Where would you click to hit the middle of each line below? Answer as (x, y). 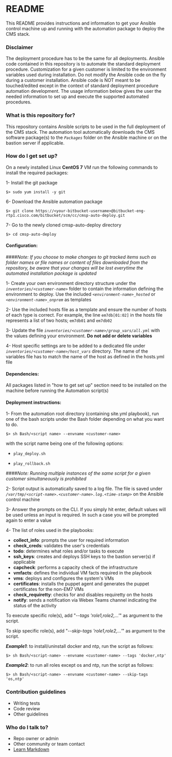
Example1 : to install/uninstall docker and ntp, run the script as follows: (80, 646)
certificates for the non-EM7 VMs (48, 589)
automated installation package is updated (51, 273)
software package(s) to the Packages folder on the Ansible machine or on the (87, 137)
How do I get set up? (32, 156)
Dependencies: (23, 374)
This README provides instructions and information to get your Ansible (81, 23)
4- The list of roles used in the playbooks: (50, 530)
